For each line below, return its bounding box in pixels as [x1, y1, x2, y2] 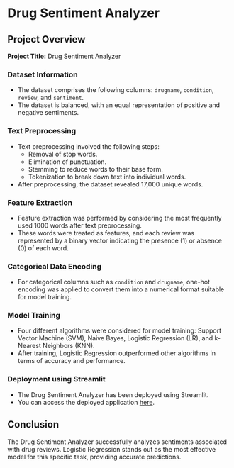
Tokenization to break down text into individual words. [28, 172, 186, 181]
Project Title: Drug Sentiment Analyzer [7, 52, 121, 60]
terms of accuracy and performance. [17, 357, 126, 365]
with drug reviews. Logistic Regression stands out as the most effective [7, 445, 216, 453]
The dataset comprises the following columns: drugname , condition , [17, 86, 214, 94]
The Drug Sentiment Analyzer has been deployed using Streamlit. [17, 390, 209, 399]
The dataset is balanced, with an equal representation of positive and [17, 101, 221, 109]
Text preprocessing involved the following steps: [17, 142, 160, 150]
